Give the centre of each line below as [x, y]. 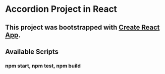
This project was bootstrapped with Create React [82, 27]
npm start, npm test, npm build [43, 66]
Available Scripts [32, 52]
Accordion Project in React [61, 9]
